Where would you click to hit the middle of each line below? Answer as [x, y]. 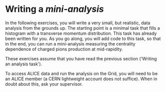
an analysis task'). [24, 64]
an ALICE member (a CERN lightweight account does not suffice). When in [81, 79]
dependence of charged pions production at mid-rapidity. [64, 49]
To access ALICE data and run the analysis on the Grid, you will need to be [82, 73]
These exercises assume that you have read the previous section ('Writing [81, 58]
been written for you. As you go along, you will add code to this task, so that [83, 39]
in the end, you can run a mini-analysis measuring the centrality [70, 44]
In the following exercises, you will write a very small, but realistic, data [78, 23]
